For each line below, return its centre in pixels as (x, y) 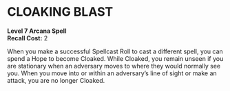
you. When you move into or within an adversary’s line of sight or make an (112, 73)
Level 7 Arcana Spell (37, 31)
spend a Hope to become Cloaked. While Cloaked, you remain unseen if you (115, 58)
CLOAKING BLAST (60, 12)
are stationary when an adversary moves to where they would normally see (114, 66)
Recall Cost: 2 (28, 38)
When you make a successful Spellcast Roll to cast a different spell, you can (115, 51)
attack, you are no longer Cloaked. (56, 80)
